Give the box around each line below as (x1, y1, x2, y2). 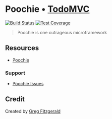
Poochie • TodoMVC (5, 3, 90, 15)
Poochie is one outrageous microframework (17, 29, 108, 35)
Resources (5, 44, 39, 53)
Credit (5, 95, 25, 104)
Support (5, 69, 26, 76)
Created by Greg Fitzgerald (5, 108, 61, 114)
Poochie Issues (12, 81, 44, 87)
